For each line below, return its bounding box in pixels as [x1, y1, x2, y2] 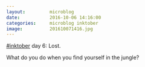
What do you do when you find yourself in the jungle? [6, 54, 140, 61]
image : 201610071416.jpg [6, 25, 94, 32]
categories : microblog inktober [6, 20, 98, 26]
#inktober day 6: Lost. [6, 42, 61, 49]
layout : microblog [6, 8, 74, 15]
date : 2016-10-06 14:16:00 [6, 14, 101, 21]
